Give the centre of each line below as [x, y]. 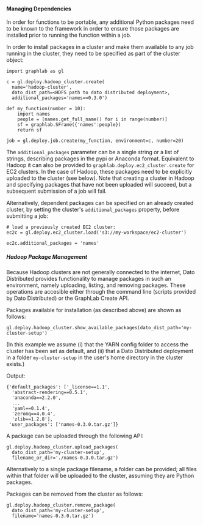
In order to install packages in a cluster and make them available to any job [100, 47]
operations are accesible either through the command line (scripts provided [101, 292]
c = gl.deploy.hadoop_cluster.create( [55, 82]
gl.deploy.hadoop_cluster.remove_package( [61, 505]
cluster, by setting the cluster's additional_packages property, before [93, 210]
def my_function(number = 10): [46, 109]
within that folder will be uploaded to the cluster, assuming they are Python [100, 476]
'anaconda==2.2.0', [37, 398]
